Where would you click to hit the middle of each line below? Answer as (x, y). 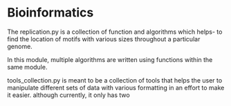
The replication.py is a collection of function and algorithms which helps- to (115, 32)
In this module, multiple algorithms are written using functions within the (110, 59)
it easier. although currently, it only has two (68, 95)
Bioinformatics (50, 13)
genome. (20, 46)
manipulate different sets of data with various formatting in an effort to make (116, 87)
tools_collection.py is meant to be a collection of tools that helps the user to (115, 80)
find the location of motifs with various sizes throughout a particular (104, 39)
